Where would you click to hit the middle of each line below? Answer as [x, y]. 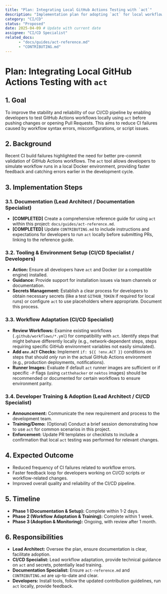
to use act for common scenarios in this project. [61, 429]
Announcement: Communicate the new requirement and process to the [86, 413]
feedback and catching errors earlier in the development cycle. [70, 172]
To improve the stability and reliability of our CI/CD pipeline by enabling [78, 112]
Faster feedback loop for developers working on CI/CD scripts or [79, 473]
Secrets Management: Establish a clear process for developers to [80, 291]
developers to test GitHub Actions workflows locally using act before [76, 118]
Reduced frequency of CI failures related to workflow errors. [74, 467]
